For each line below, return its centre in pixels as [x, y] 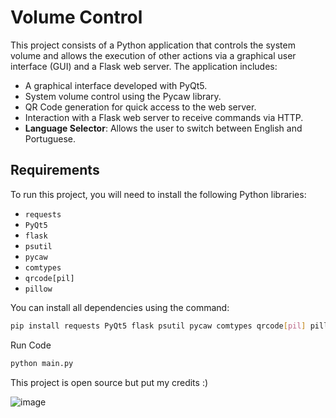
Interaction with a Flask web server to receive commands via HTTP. [164, 117]
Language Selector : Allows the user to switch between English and [163, 128]
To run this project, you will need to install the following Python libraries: [158, 194]
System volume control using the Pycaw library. [123, 96]
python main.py [42, 363]
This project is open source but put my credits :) [109, 382]
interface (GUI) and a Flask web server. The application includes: [144, 66]
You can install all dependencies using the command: [120, 307]
